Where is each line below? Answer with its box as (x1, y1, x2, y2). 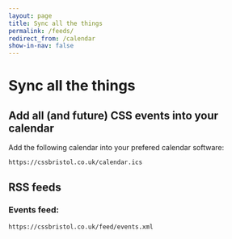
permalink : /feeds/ (8, 27, 74, 35)
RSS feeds (8, 180, 62, 194)
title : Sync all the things (8, 19, 103, 27)
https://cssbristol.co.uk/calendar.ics (8, 158, 143, 166)
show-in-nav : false (8, 42, 74, 50)
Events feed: (8, 204, 59, 216)
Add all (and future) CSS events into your (8, 108, 219, 122)
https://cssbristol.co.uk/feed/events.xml (8, 223, 154, 231)
